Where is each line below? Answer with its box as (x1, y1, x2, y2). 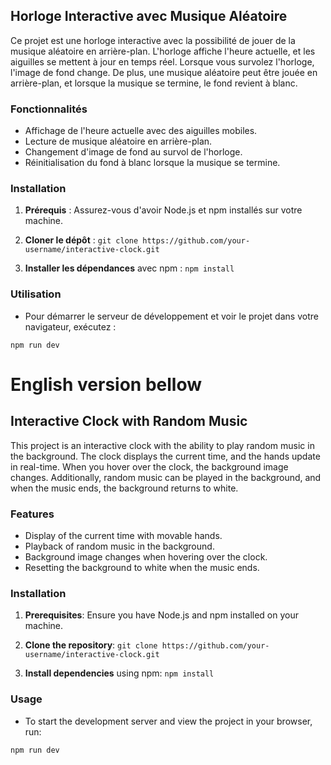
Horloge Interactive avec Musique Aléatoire (10, 8, 288, 25)
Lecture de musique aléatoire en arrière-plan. (24, 135, 213, 148)
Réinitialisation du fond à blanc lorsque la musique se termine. (24, 157, 281, 169)
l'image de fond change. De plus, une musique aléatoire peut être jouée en (10, 66, 318, 78)
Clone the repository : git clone (24, 639, 158, 651)
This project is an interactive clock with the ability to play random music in (10, 439, 315, 451)
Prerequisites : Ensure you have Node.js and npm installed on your (24, 609, 299, 621)
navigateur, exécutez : (24, 320, 117, 333)
